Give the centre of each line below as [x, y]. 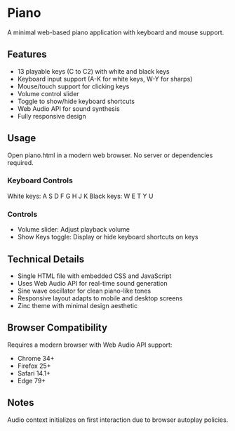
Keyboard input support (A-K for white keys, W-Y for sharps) [105, 79]
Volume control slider [48, 93]
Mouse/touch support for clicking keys [73, 86]
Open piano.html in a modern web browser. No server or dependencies [110, 155]
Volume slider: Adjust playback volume [73, 230]
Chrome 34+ [36, 358]
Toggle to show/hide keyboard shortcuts [76, 101]
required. [20, 162]
